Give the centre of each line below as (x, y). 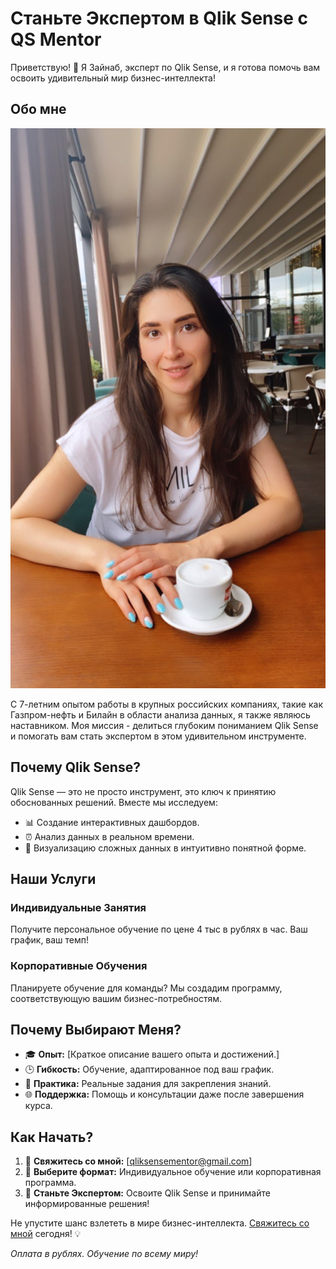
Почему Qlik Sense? (75, 767)
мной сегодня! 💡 (46, 1234)
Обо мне (38, 109)
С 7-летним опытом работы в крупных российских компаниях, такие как (166, 704)
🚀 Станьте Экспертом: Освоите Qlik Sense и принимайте (147, 1193)
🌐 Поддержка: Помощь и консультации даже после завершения (164, 1094)
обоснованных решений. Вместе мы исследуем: (114, 802)
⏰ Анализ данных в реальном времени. (109, 836)
